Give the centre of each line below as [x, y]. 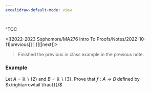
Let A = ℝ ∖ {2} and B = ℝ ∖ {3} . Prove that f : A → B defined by [72, 79]
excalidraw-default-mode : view [39, 10]
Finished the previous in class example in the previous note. [81, 54]
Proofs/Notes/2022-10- [121, 39]
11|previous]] [19, 44]
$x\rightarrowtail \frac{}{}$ [34, 84]
